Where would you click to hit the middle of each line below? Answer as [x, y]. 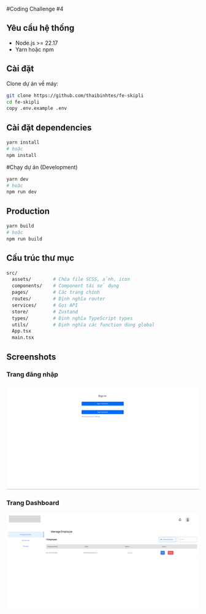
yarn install [23, 143]
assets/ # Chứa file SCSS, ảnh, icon [71, 279]
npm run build [25, 239]
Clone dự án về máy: [32, 83]
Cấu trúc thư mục [40, 258]
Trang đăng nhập [32, 374]
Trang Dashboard [33, 503]
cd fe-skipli [23, 102]
